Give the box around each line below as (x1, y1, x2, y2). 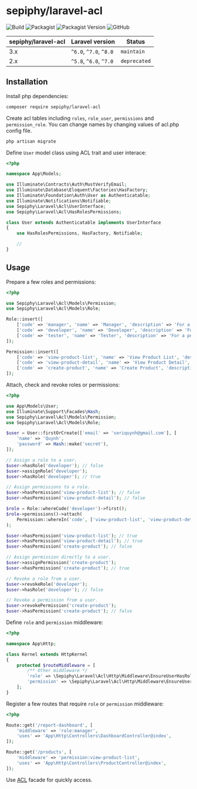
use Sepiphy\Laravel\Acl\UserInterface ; (6, 203, 107, 209)
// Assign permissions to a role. (6, 484, 91, 490)
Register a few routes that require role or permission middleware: (6, 700, 164, 707)
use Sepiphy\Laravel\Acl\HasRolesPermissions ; (6, 209, 122, 215)
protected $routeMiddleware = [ (16, 662, 96, 668)
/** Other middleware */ (27, 668, 88, 674)
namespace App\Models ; (6, 171, 62, 177)
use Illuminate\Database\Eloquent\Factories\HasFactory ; (6, 187, 148, 193)
